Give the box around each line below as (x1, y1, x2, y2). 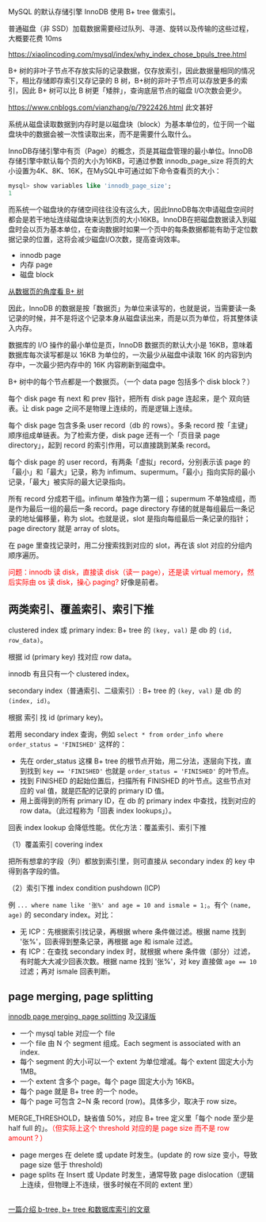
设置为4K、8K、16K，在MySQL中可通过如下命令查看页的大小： (14, 166, 222, 175)
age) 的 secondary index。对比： (8, 909, 116, 919)
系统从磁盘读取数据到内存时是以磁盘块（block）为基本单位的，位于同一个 (8, 120, 249, 129)
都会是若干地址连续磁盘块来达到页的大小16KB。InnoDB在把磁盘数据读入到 (8, 214, 249, 224)
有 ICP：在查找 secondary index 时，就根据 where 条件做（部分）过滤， (19, 947, 255, 956)
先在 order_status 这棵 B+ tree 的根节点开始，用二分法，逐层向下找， (19, 756, 245, 766)
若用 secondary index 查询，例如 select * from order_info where (8, 729, 224, 739)
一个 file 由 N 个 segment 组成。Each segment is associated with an (19, 1039, 241, 1048)
